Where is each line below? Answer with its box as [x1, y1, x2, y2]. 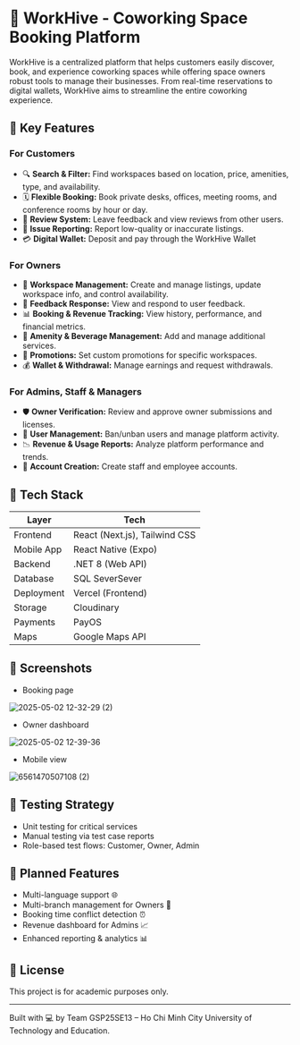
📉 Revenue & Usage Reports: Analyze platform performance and [21, 438, 264, 450]
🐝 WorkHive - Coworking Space [9, 8, 248, 29]
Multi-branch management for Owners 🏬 [21, 899, 171, 911]
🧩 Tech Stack [9, 487, 84, 502]
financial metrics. [21, 321, 87, 332]
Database [13, 573, 54, 585]
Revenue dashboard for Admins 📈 [21, 920, 149, 930]
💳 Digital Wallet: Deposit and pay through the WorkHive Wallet [21, 233, 256, 244]
